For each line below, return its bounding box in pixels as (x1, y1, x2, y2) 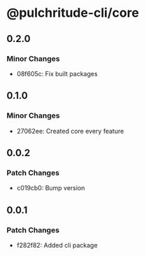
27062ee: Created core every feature (16, 127, 124, 135)
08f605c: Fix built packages (16, 69, 98, 78)
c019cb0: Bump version (16, 184, 85, 192)
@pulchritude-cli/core (6, 5, 139, 21)
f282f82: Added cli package (16, 241, 98, 249)
